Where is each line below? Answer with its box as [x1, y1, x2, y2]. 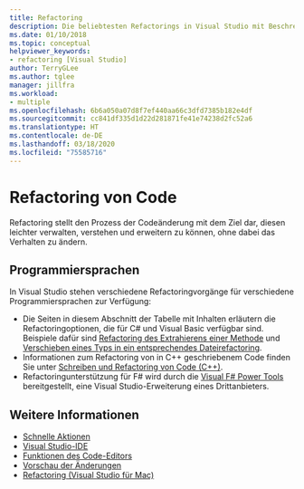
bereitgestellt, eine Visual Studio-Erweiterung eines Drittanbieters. [22, 381, 270, 392]
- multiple [9, 97, 51, 107]
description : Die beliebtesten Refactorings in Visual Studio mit [9, 22, 265, 31]
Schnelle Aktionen [22, 431, 90, 442]
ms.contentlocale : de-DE [9, 131, 103, 140]
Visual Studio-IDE [22, 441, 89, 452]
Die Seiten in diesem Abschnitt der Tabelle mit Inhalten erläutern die [22, 313, 276, 324]
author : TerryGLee [9, 64, 79, 73]
